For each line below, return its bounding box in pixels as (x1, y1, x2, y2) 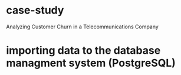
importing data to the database (6, 44, 161, 57)
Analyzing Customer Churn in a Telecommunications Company (6, 23, 159, 30)
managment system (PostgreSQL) (6, 57, 176, 70)
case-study (6, 4, 64, 17)
